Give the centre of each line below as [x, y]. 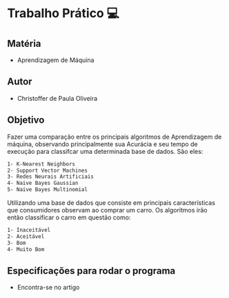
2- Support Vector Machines [48, 170]
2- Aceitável [26, 236]
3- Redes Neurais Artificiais [51, 177]
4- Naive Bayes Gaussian [43, 183]
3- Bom [17, 243]
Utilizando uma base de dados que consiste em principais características [111, 203]
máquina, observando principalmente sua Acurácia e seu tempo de [102, 144]
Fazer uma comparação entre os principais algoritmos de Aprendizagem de [114, 137]
